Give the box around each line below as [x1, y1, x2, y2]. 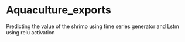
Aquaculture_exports [6, 3, 111, 17]
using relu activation [6, 29, 55, 36]
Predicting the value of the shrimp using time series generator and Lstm [6, 23, 180, 30]
